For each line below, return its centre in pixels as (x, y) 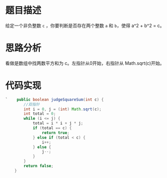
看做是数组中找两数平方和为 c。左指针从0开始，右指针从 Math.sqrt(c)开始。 (85, 63)
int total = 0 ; (40, 114)
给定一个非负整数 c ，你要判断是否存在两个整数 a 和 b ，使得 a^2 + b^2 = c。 (85, 26)
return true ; (56, 133)
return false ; (39, 166)
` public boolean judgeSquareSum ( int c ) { (54, 99)
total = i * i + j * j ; (58, 123)
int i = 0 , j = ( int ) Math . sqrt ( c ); (63, 109)
